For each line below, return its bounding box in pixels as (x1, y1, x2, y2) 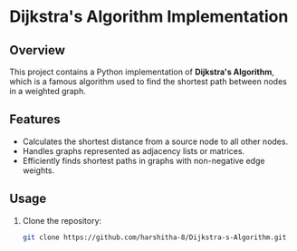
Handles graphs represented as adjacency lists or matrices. (22, 145, 245, 156)
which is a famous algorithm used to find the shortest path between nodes (9, 76, 287, 87)
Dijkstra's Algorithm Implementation (9, 6, 289, 27)
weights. (22, 165, 55, 176)
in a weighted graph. (9, 86, 86, 96)
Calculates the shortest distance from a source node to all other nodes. (22, 136, 288, 147)
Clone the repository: (22, 215, 102, 226)
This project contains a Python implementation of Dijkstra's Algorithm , (9, 66, 274, 77)
